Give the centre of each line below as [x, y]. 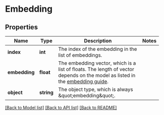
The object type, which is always [96, 89]
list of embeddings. [80, 55]
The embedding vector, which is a [97, 63]
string [46, 92]
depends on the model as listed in [97, 75]
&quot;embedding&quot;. [87, 95]
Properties [21, 27]
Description [98, 41]
